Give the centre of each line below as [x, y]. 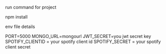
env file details [20, 26]
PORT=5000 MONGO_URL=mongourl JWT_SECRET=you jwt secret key [78, 36]
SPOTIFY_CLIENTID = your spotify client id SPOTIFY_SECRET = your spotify [83, 41]
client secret [18, 47]
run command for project [31, 7]
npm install [16, 17]
